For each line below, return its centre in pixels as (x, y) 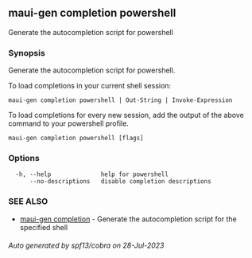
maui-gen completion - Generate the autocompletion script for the (128, 219)
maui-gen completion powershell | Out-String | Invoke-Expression (120, 100)
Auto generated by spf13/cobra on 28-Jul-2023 (86, 245)
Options (24, 158)
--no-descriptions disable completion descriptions (120, 182)
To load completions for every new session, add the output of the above (126, 115)
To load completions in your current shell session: (90, 86)
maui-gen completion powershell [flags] (76, 139)
